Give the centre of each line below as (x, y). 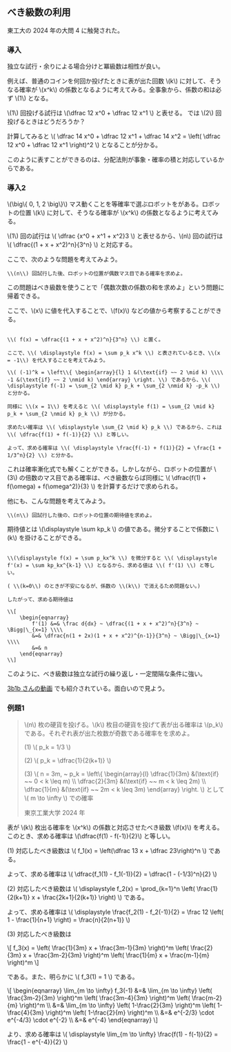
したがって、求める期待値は (40, 600)
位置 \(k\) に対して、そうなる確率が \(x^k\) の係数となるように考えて (115, 213)
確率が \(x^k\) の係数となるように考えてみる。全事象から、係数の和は (117, 90)
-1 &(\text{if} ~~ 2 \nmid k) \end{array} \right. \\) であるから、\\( (109, 380)
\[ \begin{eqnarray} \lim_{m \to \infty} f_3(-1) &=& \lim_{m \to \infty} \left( (110, 991)
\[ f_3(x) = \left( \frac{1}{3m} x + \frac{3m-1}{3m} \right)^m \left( (98, 948)
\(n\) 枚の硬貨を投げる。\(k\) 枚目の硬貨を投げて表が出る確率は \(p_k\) (123, 725)
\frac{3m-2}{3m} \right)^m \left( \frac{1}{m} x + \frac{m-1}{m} (121, 955)
